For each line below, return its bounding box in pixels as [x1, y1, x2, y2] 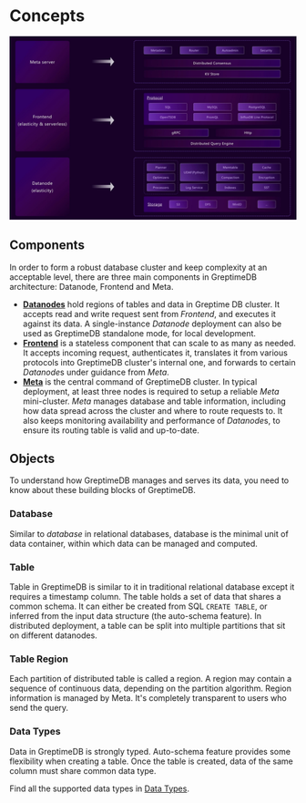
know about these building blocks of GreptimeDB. [9, 485, 196, 496]
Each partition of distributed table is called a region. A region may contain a [9, 674, 292, 685]
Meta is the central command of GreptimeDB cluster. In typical [22, 376, 258, 387]
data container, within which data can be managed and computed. [9, 538, 258, 549]
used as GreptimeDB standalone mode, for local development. [22, 327, 257, 338]
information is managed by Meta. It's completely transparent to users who [9, 693, 287, 704]
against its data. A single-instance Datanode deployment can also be [22, 318, 282, 329]
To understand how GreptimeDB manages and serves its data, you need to [9, 475, 290, 486]
